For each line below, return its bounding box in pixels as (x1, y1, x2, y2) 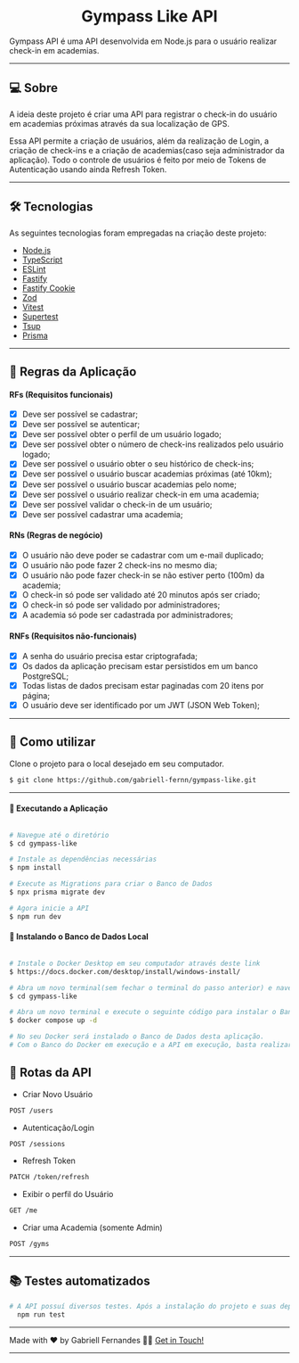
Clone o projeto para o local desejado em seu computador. (9, 758, 225, 769)
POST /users (9, 1106, 53, 1115)
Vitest (21, 302, 44, 312)
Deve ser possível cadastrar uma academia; (21, 508, 183, 519)
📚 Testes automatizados (9, 1274, 150, 1289)
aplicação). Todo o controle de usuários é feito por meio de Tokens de (9, 154, 267, 165)
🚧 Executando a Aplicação (9, 803, 109, 814)
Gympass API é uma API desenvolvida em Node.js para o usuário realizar (9, 36, 278, 46)
